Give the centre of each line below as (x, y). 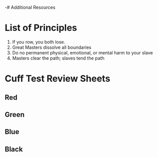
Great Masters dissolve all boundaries (52, 47)
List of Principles (41, 28)
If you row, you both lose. (39, 42)
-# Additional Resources (30, 7)
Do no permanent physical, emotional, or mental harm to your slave (83, 52)
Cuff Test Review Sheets (57, 79)
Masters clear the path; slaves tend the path (58, 58)
